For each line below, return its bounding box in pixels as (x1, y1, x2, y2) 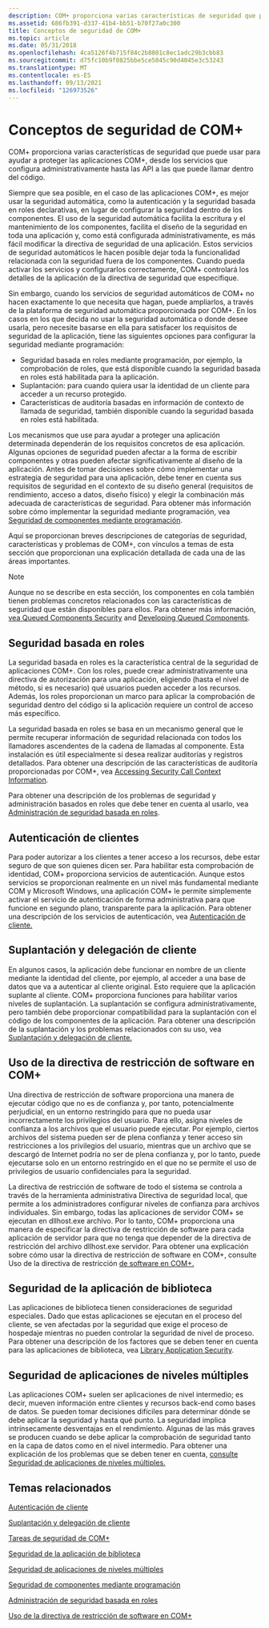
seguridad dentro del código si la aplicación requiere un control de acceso (8, 700, 254, 709)
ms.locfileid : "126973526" (8, 86, 98, 94)
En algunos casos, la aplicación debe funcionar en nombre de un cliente (8, 964, 247, 974)
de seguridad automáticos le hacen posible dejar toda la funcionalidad (8, 247, 240, 257)
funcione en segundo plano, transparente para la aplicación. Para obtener (8, 902, 252, 913)
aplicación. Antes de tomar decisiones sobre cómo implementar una (8, 464, 234, 474)
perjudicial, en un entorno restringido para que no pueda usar (8, 1107, 212, 1116)
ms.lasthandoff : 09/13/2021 (8, 78, 102, 86)
